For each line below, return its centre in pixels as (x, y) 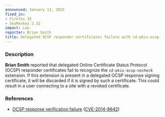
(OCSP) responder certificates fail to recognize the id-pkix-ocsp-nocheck (79, 70)
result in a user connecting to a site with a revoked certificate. (68, 86)
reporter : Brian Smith (28, 32)
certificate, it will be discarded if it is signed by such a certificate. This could (82, 81)
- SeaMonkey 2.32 (23, 23)
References (19, 99)
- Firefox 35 (18, 19)
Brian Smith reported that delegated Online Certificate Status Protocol (76, 65)
